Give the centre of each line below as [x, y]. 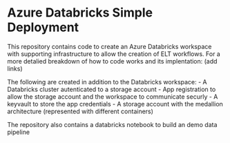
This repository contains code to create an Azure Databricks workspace [109, 46]
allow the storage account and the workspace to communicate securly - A [113, 96]
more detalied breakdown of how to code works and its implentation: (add [112, 61]
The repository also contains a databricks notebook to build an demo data [112, 124]
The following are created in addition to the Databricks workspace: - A [107, 82]
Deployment [43, 27]
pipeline [18, 132]
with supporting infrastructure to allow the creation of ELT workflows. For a [114, 54]
